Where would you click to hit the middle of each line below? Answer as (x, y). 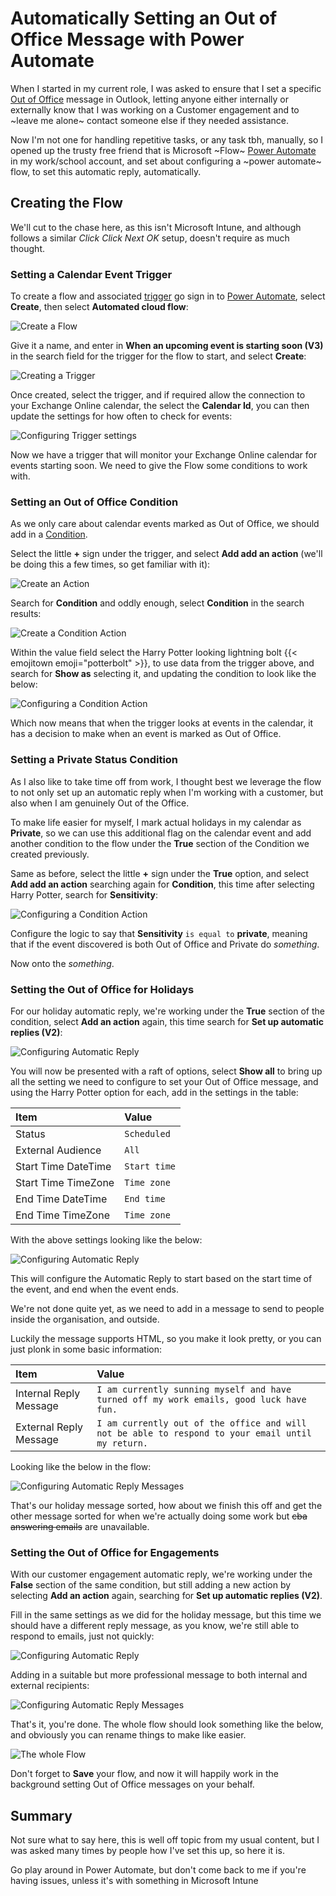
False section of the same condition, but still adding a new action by (151, 1585)
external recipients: (50, 1686)
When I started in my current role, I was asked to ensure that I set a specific (166, 88)
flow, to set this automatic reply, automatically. (106, 171)
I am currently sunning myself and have (194, 1389)
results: (26, 614)
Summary (41, 1815)
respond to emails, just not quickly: (82, 1636)
